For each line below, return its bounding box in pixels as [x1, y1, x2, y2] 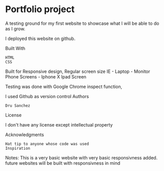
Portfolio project [5, 4, 75, 15]
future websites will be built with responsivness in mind [5, 160, 121, 166]
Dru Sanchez [5, 103, 30, 108]
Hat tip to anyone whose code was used [5, 141, 89, 146]
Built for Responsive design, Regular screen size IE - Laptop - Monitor [5, 68, 150, 74]
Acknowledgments [5, 132, 44, 138]
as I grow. [5, 25, 26, 31]
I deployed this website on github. [5, 35, 76, 41]
